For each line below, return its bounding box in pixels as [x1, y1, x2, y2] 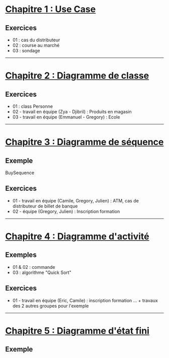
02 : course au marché [12, 42, 60, 48]
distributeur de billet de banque [12, 203, 78, 209]
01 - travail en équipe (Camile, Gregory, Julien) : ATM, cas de [12, 197, 139, 203]
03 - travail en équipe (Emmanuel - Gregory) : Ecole [12, 114, 120, 120]
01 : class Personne [12, 103, 53, 109]
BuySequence [5, 170, 34, 176]
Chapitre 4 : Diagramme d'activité [5, 231, 149, 242]
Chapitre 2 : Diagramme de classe [5, 70, 149, 82]
